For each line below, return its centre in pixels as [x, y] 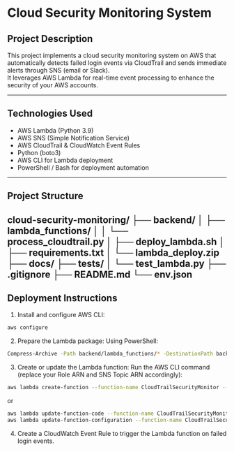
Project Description [50, 39]
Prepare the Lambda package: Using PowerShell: [88, 341]
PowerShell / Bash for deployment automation [83, 167]
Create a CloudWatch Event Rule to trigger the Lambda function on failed [122, 433]
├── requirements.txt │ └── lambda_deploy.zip [113, 253]
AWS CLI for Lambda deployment [65, 160]
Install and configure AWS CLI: [61, 315]
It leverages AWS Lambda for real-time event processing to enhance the [111, 78]
